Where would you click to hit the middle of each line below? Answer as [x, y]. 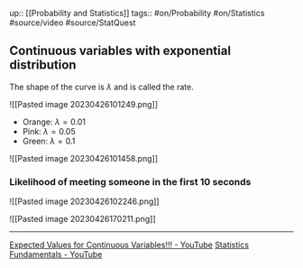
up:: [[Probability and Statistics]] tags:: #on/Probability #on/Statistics [137, 13]
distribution [43, 65]
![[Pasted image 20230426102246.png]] [84, 201]
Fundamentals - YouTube [56, 254]
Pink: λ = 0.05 [49, 131]
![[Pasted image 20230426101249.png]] [83, 104]
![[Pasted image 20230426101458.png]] [83, 158]
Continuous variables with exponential [120, 51]
